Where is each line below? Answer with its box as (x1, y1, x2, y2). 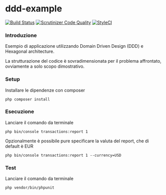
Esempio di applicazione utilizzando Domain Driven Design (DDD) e (5, 43, 144, 49)
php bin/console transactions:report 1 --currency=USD (5, 153, 122, 158)
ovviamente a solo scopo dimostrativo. (5, 63, 85, 70)
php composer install (5, 97, 50, 102)
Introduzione (5, 32, 37, 39)
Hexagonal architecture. (5, 48, 55, 55)
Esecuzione (5, 108, 34, 115)
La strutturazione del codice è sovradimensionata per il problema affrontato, (5, 58, 162, 64)
